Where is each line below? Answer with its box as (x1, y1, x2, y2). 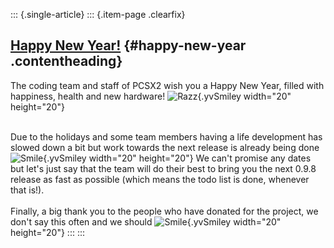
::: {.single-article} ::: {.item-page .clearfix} (10, 9, 186, 20)
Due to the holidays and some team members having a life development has (10, 130, 323, 143)
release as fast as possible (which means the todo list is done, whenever (10, 173, 310, 185)
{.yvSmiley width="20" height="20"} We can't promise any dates (43, 152, 312, 164)
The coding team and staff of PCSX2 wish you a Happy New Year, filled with (10, 79, 325, 91)
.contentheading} (10, 53, 123, 70)
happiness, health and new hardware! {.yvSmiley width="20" (10, 90, 292, 102)
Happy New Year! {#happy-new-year (10, 37, 247, 54)
